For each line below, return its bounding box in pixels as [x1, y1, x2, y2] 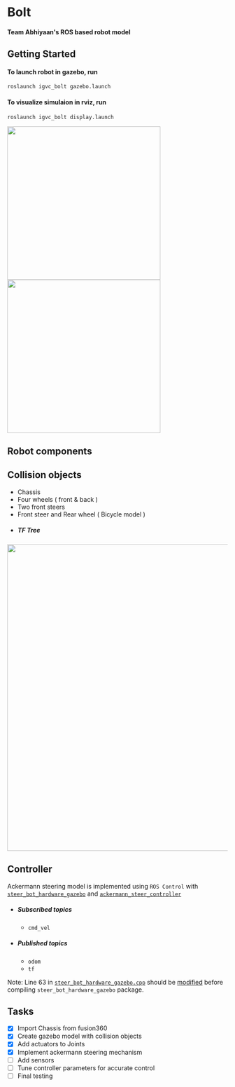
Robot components [7, 445, 92, 457]
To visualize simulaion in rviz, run [7, 97, 107, 106]
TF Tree [17, 526, 41, 535]
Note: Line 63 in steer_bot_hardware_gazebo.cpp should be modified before [7, 978, 224, 986]
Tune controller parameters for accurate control [17, 1063, 155, 1072]
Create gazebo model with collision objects [17, 1032, 142, 1041]
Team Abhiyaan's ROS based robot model [7, 27, 131, 36]
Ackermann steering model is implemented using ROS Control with [7, 882, 199, 890]
